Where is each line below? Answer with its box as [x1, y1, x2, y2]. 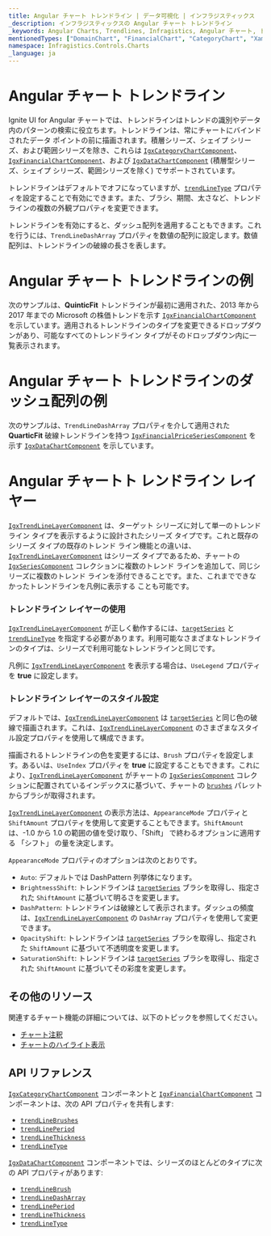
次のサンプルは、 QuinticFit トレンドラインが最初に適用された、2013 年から [8, 300, 260, 310]
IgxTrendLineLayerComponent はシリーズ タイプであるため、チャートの [8, 551, 240, 561]
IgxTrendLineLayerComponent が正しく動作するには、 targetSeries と [8, 624, 235, 633]
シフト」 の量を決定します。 [23, 838, 119, 848]
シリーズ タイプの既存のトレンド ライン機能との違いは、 [8, 540, 196, 550]
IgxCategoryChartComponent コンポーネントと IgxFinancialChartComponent [8, 1089, 253, 1098]
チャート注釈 [19, 1030, 63, 1039]
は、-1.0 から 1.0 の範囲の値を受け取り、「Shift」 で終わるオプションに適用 [8, 828, 254, 838]
